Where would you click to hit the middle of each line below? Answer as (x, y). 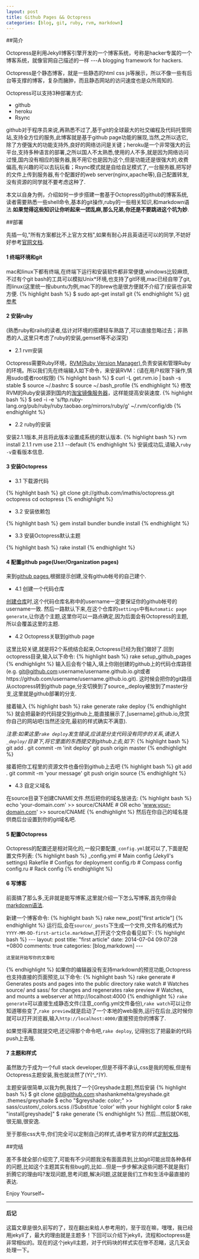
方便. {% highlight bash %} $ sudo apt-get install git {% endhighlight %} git (98, 294)
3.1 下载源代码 (32, 481)
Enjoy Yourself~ (25, 1193)
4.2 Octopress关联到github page (54, 637)
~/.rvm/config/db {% (156, 406)
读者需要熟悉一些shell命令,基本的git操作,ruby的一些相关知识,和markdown (95, 202)
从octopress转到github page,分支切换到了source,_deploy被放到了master (94, 686)
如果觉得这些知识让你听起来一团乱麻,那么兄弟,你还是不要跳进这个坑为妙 (100, 209)
